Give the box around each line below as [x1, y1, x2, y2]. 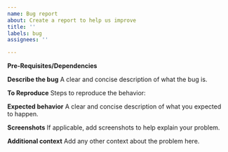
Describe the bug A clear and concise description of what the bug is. [7, 75, 208, 84]
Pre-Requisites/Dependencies [7, 62, 98, 70]
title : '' [7, 23, 36, 30]
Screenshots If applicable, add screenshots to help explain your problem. [7, 123, 220, 132]
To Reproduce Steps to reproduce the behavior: [7, 89, 146, 97]
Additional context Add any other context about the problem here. [7, 137, 200, 146]
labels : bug [7, 29, 42, 37]
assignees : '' [7, 36, 49, 43]
